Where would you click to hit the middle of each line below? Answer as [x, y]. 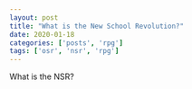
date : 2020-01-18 [42, 34]
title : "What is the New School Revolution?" [96, 26]
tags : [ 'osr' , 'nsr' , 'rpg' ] [64, 51]
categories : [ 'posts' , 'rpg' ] [67, 43]
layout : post [34, 18]
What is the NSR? [42, 76]
